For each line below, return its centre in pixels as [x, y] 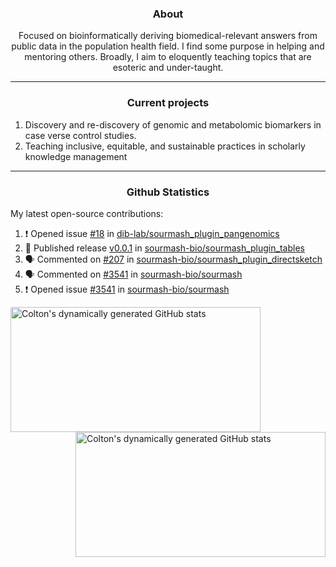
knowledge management [76, 156]
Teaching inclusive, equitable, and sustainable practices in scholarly [165, 146]
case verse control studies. [80, 135]
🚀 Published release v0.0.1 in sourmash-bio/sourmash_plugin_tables [164, 248]
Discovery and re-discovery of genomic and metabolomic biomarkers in [173, 124]
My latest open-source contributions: [87, 213]
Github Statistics [168, 192]
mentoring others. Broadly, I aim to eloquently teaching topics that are [168, 57]
